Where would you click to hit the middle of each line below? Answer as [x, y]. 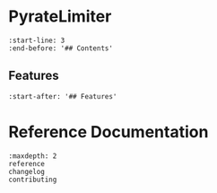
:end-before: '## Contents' [61, 48]
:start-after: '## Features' [63, 96]
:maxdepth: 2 [33, 156]
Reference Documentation [108, 132]
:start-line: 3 [37, 40]
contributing [33, 180]
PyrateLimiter [60, 17]
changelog [27, 171]
